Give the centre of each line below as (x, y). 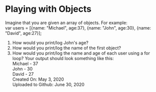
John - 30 (22, 69)
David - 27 (23, 74)
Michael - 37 (25, 63)
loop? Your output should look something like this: (63, 58)
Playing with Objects (48, 9)
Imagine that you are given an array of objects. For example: (66, 23)
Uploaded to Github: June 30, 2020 (48, 84)
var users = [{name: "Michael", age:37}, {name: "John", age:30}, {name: (78, 28)
